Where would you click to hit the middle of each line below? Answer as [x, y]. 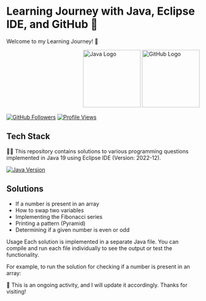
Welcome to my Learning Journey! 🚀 [52, 41]
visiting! [16, 291]
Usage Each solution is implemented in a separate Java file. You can [93, 242]
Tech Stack [28, 136]
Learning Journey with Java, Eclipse [101, 11]
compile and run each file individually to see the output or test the [90, 248]
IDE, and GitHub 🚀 [52, 24]
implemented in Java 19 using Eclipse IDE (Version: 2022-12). [84, 158]
